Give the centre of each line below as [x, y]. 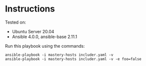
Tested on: [16, 22]
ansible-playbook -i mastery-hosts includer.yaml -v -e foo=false [73, 59]
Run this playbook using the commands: [45, 46]
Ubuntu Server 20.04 [33, 31]
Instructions [30, 9]
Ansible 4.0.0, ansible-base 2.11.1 [44, 37]
